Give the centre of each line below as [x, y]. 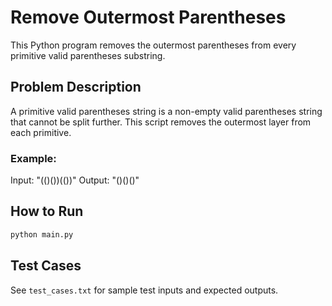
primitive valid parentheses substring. [88, 55]
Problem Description [76, 87]
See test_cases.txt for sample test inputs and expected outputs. [144, 290]
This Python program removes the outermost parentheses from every [153, 45]
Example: [33, 158]
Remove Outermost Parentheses [148, 17]
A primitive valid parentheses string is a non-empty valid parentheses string [166, 111]
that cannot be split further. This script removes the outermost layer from [161, 122]
